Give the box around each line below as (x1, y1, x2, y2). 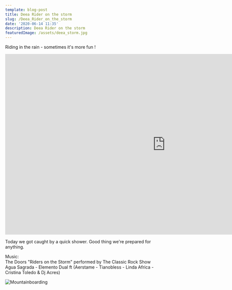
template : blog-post (5, 7, 48, 12)
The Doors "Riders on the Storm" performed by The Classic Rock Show (5, 259, 151, 265)
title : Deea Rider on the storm (5, 12, 72, 17)
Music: (5, 254, 19, 259)
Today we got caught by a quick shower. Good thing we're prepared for (5, 239, 151, 244)
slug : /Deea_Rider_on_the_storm (5, 16, 72, 21)
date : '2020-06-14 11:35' (5, 21, 58, 26)
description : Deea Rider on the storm (5, 26, 85, 31)
